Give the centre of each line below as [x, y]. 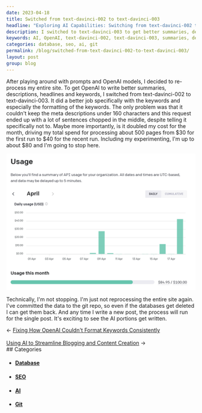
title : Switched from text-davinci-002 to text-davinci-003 [83, 19]
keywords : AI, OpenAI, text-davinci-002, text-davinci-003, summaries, [98, 38]
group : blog [21, 63]
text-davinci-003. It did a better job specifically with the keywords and [93, 100]
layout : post [23, 57]
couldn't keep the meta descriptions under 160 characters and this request [99, 113]
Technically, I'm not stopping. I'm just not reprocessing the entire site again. [100, 299]
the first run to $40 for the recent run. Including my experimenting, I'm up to [100, 139]
